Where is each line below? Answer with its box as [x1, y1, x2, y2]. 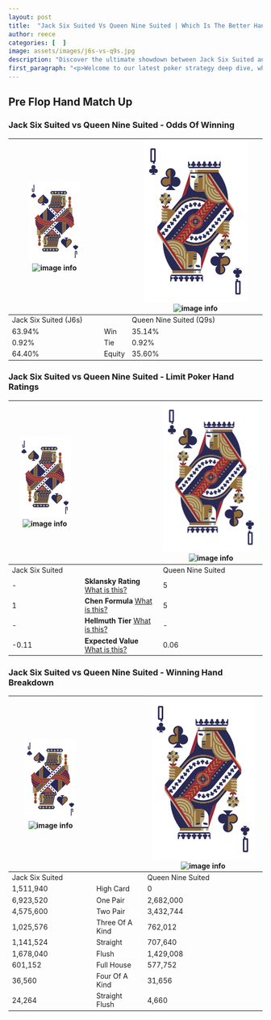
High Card [96, 884, 131, 894]
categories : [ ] [8, 39, 67, 47]
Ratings [8, 381, 40, 392]
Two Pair [96, 906, 126, 916]
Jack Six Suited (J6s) [11, 315, 83, 325]
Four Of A [96, 971, 128, 981]
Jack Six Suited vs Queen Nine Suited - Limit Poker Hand [8, 371, 235, 383]
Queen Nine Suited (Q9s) [131, 315, 215, 325]
